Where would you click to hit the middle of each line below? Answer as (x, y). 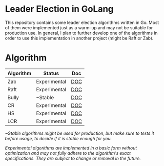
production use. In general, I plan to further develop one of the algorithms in (81, 33)
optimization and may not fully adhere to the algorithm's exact (68, 153)
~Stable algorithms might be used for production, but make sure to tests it (80, 133)
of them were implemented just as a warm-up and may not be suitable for (79, 27)
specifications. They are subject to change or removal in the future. (73, 158)
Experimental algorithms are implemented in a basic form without (71, 148)
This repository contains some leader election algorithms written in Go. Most (82, 22)
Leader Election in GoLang (59, 9)
